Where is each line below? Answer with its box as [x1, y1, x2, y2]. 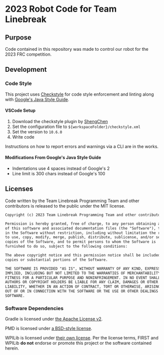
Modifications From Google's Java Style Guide [5, 155, 102, 161]
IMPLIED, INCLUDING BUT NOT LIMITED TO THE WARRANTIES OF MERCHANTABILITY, [5, 271, 163, 275]
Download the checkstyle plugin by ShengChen [12, 118, 108, 124]
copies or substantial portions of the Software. [5, 257, 108, 262]
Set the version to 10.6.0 [12, 128, 62, 135]
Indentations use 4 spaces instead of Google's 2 [12, 166, 110, 171]
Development [5, 65, 47, 74]
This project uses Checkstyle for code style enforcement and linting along [5, 91, 154, 97]
